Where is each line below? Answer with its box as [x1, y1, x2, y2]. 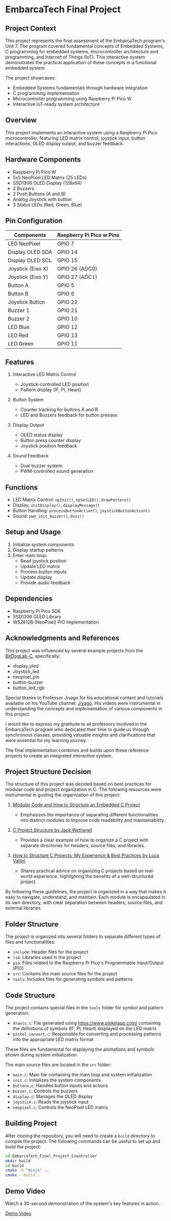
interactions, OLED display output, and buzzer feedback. [5, 140, 124, 147]
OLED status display [20, 432, 63, 438]
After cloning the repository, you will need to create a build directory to [5, 1132, 155, 1139]
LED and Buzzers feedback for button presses [20, 412, 117, 418]
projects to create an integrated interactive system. [5, 752, 113, 758]
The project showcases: [5, 75, 56, 81]
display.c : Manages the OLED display [12, 1093, 93, 1099]
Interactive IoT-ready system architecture [12, 101, 100, 107]
